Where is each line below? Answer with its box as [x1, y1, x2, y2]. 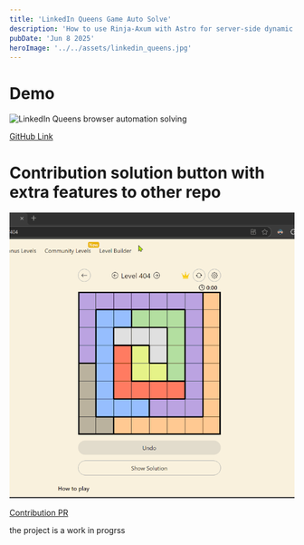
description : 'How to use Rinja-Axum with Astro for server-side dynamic [9, 24, 294, 34]
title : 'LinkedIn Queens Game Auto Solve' [9, 15, 172, 24]
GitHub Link [9, 131, 53, 142]
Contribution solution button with [9, 163, 265, 183]
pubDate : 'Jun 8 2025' [9, 34, 95, 43]
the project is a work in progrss [9, 525, 126, 536]
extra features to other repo [9, 182, 222, 203]
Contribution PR [9, 508, 69, 519]
